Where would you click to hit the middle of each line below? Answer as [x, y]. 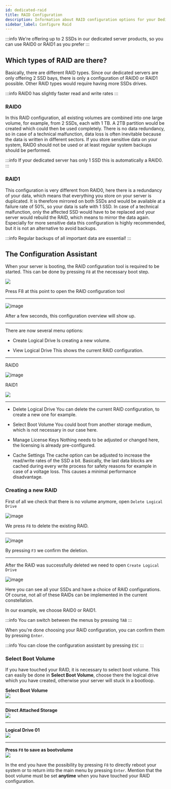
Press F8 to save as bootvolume [39, 750]
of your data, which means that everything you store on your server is [78, 195]
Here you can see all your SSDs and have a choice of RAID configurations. [83, 589]
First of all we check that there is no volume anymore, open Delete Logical [84, 501]
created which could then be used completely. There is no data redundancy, [85, 129]
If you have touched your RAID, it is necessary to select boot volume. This [83, 670]
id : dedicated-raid [26, 10]
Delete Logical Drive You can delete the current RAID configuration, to [86, 409]
